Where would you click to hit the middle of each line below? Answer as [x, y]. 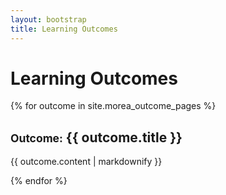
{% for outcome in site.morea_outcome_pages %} [113, 106]
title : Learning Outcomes [64, 29]
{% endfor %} [39, 181]
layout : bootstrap [48, 19]
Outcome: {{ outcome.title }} [96, 137]
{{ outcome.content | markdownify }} [86, 162]
